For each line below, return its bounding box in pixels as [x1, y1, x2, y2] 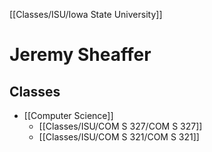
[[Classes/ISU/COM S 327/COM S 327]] [38, 120, 203, 132]
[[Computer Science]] [23, 110, 114, 121]
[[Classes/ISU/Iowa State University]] [9, 9, 163, 20]
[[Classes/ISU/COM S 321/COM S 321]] [38, 131, 200, 143]
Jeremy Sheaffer [9, 44, 152, 66]
